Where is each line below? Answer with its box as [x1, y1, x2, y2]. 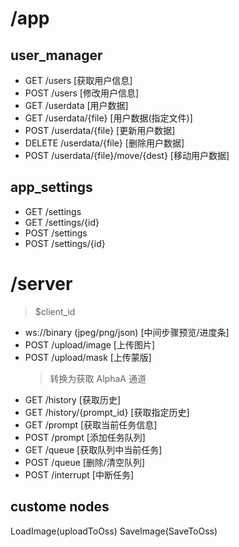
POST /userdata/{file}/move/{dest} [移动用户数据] [24, 150, 230, 161]
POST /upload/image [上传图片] [24, 338, 156, 351]
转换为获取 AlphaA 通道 [49, 372, 147, 384]
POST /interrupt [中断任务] [24, 468, 134, 481]
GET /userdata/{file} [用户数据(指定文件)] [24, 112, 193, 124]
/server [10, 273, 73, 295]
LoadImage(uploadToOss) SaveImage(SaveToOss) [10, 525, 218, 537]
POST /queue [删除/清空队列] [24, 456, 146, 468]
